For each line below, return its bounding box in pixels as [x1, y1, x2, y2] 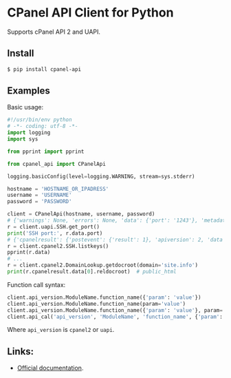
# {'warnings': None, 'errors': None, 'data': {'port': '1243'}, [7, 217, 198, 224]
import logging [7, 129, 51, 136]
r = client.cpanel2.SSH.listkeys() [7, 242, 109, 249]
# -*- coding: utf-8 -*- [7, 123, 78, 130]
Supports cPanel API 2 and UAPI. [7, 28, 101, 36]
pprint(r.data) [7, 249, 51, 256]
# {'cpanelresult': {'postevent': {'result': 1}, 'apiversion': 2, [7, 236, 205, 243]
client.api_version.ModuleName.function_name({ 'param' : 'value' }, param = [7, 306, 223, 314]
